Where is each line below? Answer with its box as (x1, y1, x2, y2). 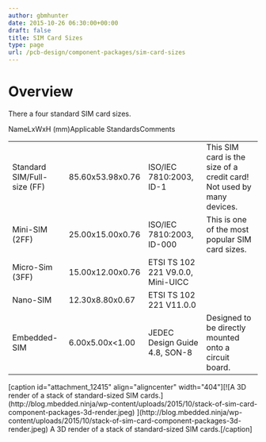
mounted (206, 332, 240, 344)
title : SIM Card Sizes (8, 33, 83, 42)
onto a (206, 342, 230, 353)
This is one (206, 214, 247, 225)
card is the (206, 152, 246, 163)
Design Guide (147, 337, 199, 348)
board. (206, 362, 231, 373)
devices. (206, 202, 238, 213)
